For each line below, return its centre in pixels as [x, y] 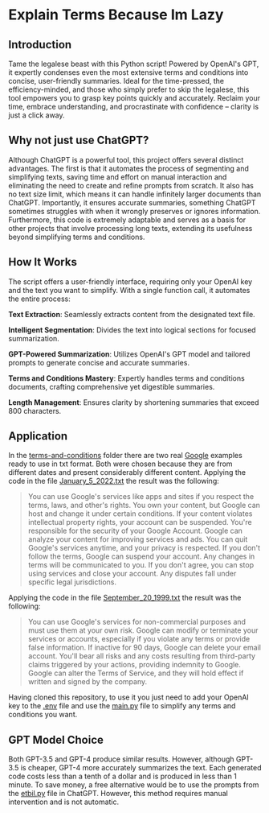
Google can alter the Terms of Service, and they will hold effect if [136, 673]
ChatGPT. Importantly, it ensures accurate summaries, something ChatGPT [132, 202]
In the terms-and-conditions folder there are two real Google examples [125, 456]
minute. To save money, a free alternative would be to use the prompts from [134, 785]
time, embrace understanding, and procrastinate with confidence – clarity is [134, 107]
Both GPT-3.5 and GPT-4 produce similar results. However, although [121, 759]
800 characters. [35, 411]
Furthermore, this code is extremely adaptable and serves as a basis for [127, 220]
